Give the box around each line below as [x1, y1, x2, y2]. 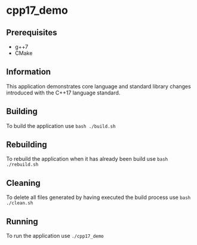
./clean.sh [6, 200, 33, 206]
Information [6, 67, 51, 77]
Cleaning [6, 177, 41, 188]
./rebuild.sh [6, 162, 39, 168]
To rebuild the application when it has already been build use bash [6, 155, 168, 163]
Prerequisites [6, 27, 57, 38]
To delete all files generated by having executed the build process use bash [6, 194, 191, 201]
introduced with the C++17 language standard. [6, 89, 121, 96]
